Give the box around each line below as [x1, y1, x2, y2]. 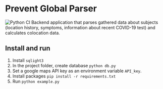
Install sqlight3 [12, 57, 44, 63]
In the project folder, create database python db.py [12, 62, 116, 68]
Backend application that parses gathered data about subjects [31, 19, 159, 25]
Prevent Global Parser [5, 3, 97, 14]
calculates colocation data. [5, 30, 60, 36]
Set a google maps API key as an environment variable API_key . [12, 68, 142, 74]
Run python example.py [12, 78, 59, 84]
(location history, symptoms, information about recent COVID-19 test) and [5, 24, 156, 30]
